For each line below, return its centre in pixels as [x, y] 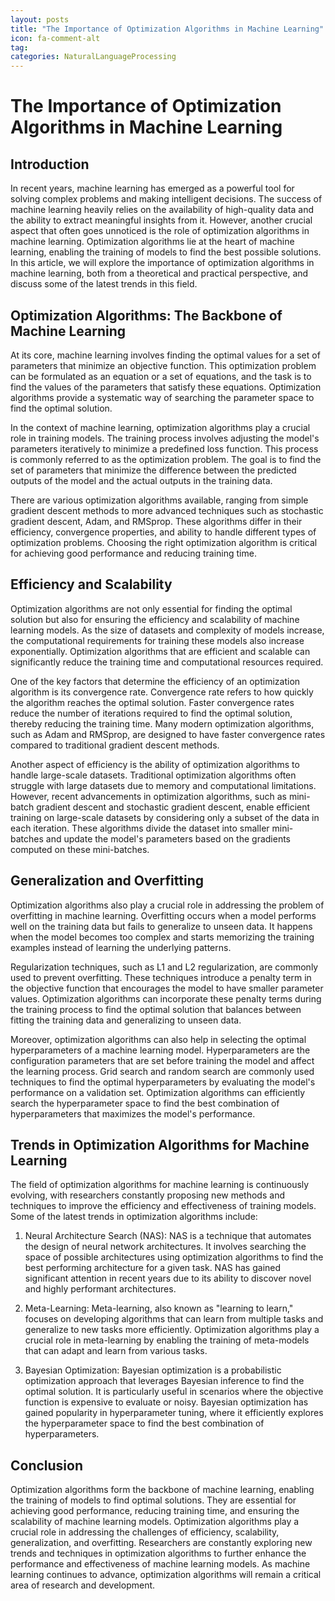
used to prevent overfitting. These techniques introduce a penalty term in [161, 977]
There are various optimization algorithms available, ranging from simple [159, 500]
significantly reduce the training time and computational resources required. [167, 662]
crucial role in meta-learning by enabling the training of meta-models [167, 1340]
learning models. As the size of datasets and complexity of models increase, [167, 630]
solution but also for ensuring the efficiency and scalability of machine [155, 619]
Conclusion [47, 1465]
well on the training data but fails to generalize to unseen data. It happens [161, 926]
